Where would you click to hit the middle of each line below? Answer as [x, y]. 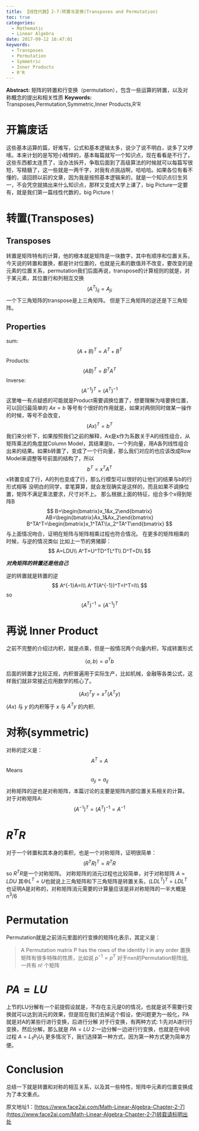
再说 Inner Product [52, 631]
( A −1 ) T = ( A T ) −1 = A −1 [99, 808]
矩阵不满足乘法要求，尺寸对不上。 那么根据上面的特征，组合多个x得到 [102, 494]
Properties [26, 327]
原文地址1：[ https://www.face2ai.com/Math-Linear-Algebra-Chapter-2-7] [96, 1107]
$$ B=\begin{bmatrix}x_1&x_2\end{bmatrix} [99, 511]
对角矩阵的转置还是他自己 [37, 563]
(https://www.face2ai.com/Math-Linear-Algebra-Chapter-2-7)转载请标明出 [97, 1114]
